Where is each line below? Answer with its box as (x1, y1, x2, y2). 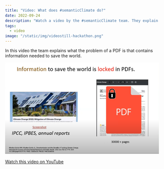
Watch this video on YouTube (5, 159, 64, 165)
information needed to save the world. (5, 53, 82, 59)
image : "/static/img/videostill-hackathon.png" (5, 34, 104, 39)
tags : (5, 23, 16, 28)
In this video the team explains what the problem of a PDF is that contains (5, 48, 153, 53)
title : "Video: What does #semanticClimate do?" (5, 8, 106, 13)
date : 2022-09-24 (5, 13, 41, 18)
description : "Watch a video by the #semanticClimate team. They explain (5, 18, 159, 23)
